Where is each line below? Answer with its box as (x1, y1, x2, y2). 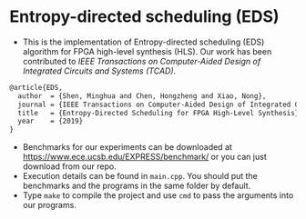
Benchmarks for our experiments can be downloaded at (22, 142, 232, 153)
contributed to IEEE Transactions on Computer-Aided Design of (22, 55, 261, 66)
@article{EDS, (9, 83, 64, 92)
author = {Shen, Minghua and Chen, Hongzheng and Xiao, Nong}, (17, 91, 267, 101)
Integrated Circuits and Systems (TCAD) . (22, 65, 177, 76)
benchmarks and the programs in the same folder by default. (22, 180, 251, 192)
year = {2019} (17, 116, 84, 126)
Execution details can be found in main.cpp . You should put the (22, 171, 258, 182)
